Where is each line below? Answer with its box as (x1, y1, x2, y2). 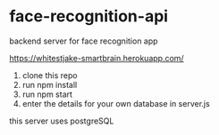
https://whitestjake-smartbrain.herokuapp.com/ (9, 52, 185, 63)
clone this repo (21, 69, 78, 81)
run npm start (21, 89, 73, 99)
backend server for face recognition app (9, 36, 158, 46)
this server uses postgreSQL (9, 115, 114, 126)
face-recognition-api (9, 6, 168, 27)
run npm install (21, 79, 78, 90)
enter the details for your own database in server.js (21, 98, 210, 108)
